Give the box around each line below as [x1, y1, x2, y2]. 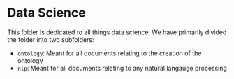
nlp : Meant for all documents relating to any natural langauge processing [17, 64, 227, 72]
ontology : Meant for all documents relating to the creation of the [17, 49, 202, 57]
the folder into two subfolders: [7, 35, 94, 43]
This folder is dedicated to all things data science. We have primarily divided [7, 28, 227, 36]
